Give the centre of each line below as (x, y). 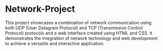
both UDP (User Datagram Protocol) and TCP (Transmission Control (74, 27)
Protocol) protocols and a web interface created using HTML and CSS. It (79, 33)
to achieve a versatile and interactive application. (55, 43)
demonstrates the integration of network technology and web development (81, 38)
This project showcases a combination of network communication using (78, 23)
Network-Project (40, 9)
